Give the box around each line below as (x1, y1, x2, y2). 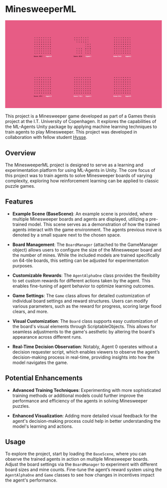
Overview (5, 148, 36, 157)
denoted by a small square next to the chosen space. (12, 232, 121, 238)
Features (5, 198, 33, 206)
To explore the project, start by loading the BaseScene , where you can (5, 451, 147, 457)
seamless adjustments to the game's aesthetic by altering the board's (12, 329, 155, 335)
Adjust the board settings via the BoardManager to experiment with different (5, 462, 158, 468)
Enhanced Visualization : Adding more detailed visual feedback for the (12, 412, 158, 419)
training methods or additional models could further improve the (12, 392, 144, 398)
